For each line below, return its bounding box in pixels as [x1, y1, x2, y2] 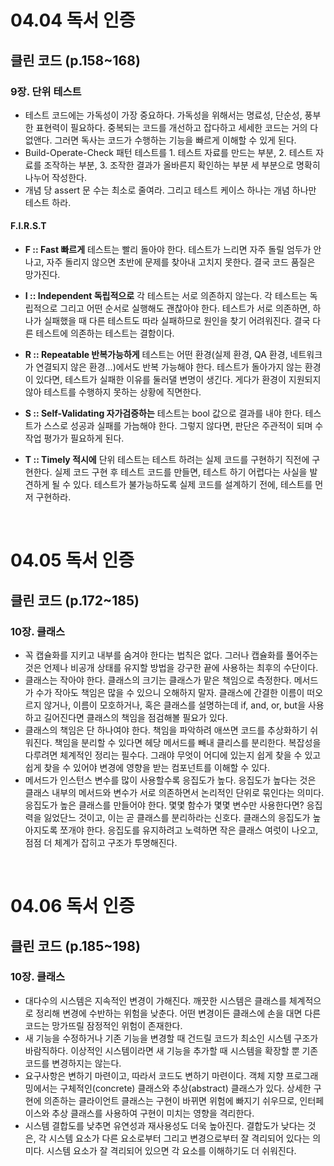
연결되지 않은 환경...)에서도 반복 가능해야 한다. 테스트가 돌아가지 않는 [35, 361, 303, 373]
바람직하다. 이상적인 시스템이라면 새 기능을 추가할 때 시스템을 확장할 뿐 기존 [24, 1044, 319, 1056]
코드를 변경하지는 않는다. [24, 1057, 122, 1069]
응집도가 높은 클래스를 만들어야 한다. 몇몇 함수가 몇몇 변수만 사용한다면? [24, 799, 305, 811]
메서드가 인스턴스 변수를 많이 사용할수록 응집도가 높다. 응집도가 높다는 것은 [24, 774, 317, 786]
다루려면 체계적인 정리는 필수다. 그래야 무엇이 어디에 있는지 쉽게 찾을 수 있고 [24, 749, 322, 761]
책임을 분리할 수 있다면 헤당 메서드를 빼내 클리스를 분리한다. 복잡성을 [54, 736, 322, 748]
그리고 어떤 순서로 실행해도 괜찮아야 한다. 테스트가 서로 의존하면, [59, 302, 311, 315]
